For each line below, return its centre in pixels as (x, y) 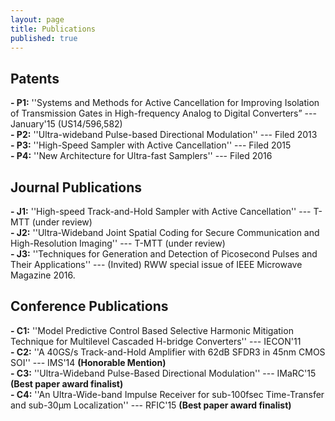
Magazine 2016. (43, 275)
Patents (35, 78)
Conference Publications (89, 306)
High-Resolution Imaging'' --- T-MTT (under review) (118, 243)
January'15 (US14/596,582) (66, 124)
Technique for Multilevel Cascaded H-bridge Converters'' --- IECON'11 (156, 341)
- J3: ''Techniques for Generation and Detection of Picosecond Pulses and (164, 254)
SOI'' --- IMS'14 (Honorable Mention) (88, 362)
